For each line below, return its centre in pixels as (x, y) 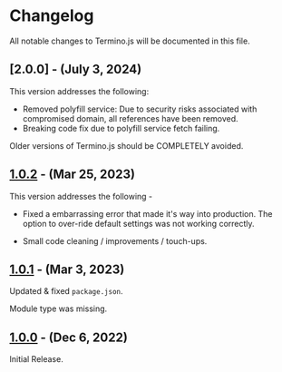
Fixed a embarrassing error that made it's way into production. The (147, 213)
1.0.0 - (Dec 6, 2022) (69, 337)
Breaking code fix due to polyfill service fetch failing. (121, 128)
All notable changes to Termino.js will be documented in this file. (130, 41)
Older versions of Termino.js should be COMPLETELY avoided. (126, 145)
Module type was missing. (58, 308)
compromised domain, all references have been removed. (130, 118)
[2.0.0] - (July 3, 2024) (76, 69)
